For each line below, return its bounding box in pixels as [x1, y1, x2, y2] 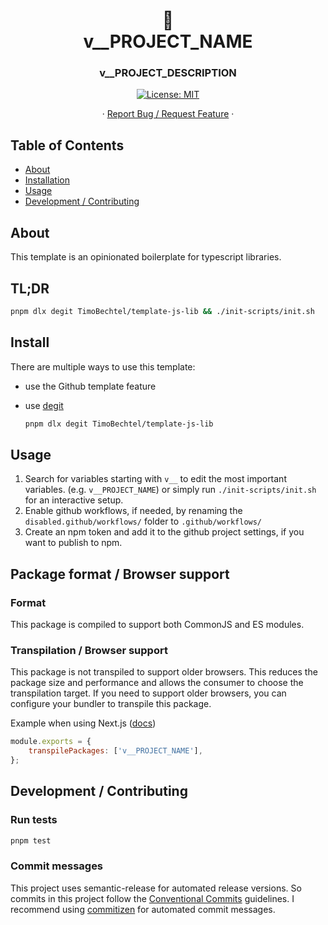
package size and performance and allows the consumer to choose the [10, 677, 304, 689]
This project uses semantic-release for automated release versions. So [10, 882, 302, 894]
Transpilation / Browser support [10, 643, 168, 657]
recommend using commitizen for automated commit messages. [10, 903, 276, 915]
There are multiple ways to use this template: [10, 360, 196, 373]
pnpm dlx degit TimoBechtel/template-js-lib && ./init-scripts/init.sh [10, 306, 315, 316]
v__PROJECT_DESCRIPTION [99, 66, 237, 80]
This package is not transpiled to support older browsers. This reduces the [10, 666, 318, 678]
